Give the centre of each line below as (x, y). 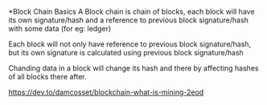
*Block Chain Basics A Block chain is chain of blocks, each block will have (131, 12)
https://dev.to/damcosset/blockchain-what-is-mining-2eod (106, 92)
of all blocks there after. (47, 77)
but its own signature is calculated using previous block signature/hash (126, 52)
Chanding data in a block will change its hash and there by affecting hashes (133, 68)
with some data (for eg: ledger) (60, 28)
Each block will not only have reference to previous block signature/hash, (130, 44)
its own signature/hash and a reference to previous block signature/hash (129, 20)
